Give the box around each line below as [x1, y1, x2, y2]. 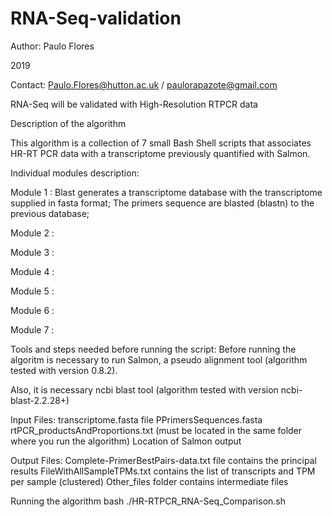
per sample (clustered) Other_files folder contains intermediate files [10, 475, 289, 487]
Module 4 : [10, 265, 55, 277]
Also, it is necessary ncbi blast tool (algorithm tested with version [10, 383, 279, 396]
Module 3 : [10, 246, 55, 258]
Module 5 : [10, 285, 55, 297]
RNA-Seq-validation [10, 7, 182, 30]
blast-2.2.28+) [10, 394, 70, 406]
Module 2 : [10, 227, 55, 239]
